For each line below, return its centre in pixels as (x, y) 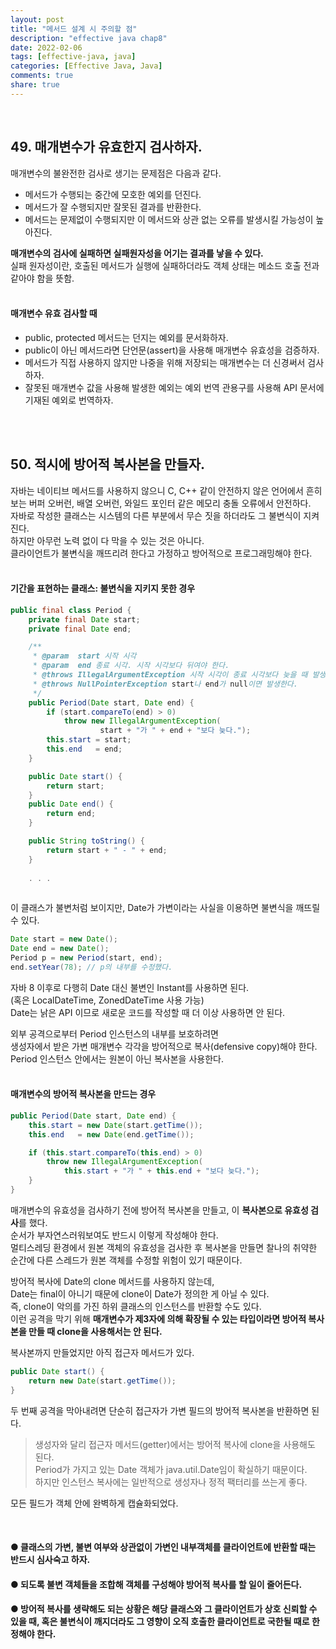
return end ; (71, 814)
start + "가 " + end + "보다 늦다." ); (175, 731)
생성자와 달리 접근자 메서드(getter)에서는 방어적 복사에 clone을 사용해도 (175, 1444)
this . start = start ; (89, 740)
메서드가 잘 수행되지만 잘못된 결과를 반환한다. (113, 207)
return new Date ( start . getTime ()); (102, 1381)
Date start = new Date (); (64, 939)
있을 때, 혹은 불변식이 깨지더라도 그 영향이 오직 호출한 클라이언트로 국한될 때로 (160, 1622)
